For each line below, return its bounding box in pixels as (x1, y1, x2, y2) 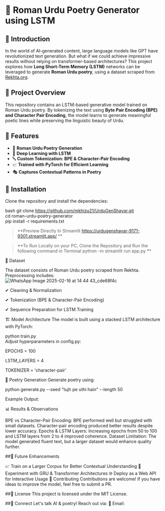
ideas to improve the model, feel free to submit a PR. (5, 481, 112, 487)
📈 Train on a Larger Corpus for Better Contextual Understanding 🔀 (5, 463, 141, 469)
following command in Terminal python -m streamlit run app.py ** (17, 248, 152, 254)
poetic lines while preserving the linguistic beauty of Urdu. (5, 117, 125, 123)
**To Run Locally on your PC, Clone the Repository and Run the (17, 243, 148, 249)
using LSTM (5, 15, 55, 26)
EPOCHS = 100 (5, 348, 36, 354)
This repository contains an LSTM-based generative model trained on (5, 102, 148, 108)
